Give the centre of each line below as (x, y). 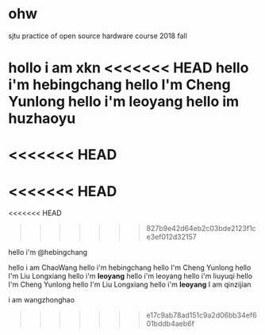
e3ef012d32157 (171, 237)
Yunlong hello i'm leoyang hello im (124, 102)
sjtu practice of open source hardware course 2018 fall (98, 36)
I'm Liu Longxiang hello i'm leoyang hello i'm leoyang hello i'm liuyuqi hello (130, 276)
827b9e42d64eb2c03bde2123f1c (201, 229)
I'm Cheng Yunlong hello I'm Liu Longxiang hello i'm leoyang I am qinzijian (130, 285)
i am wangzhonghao (42, 300)
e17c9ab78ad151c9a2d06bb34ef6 (202, 315)
